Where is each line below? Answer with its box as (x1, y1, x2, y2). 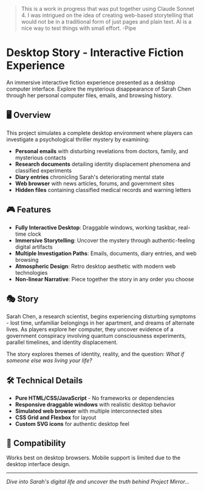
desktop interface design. (6, 461, 71, 467)
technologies (15, 269, 48, 276)
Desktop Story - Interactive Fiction (6, 46, 184, 60)
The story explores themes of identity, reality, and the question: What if (6, 351, 185, 358)
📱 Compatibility (6, 438, 66, 448)
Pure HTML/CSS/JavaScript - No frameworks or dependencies (15, 394, 175, 402)
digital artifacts (15, 243, 53, 250)
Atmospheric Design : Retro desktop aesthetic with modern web (15, 263, 176, 270)
